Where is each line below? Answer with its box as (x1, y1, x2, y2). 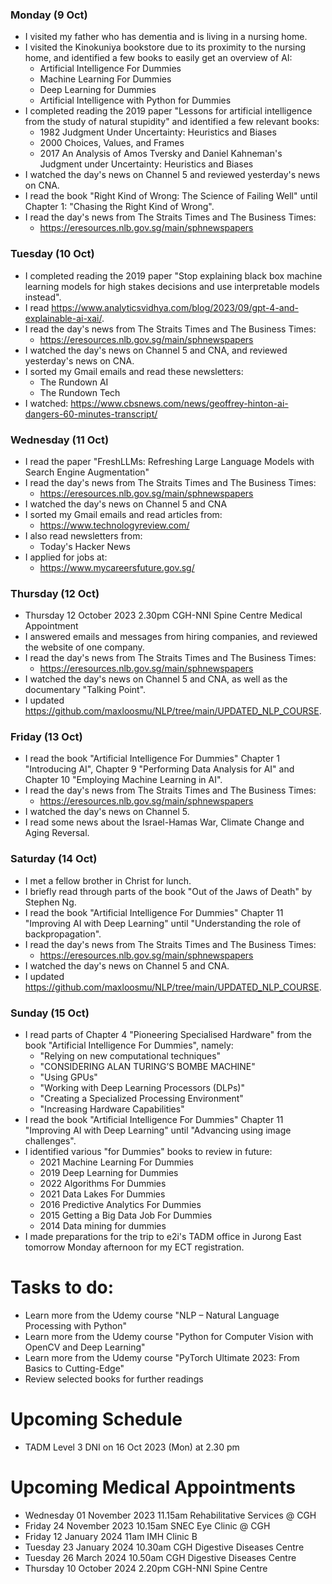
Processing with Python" (24, 1320, 127, 1332)
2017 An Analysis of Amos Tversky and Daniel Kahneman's (39, 148, 283, 160)
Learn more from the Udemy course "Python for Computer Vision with (24, 1331, 314, 1343)
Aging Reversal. (24, 827, 90, 839)
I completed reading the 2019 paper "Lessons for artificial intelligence (24, 105, 313, 117)
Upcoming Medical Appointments (10, 1476, 296, 1499)
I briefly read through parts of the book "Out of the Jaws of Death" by (24, 885, 313, 897)
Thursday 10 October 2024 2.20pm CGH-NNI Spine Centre (24, 1562, 268, 1574)
